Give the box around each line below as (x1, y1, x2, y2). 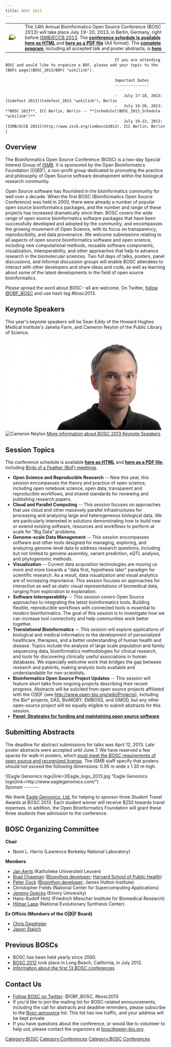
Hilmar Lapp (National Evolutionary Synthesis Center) (12, 900, 125, 907)
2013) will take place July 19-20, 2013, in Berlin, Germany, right (24, 29, 162, 35)
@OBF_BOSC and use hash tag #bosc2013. (5, 290, 96, 296)
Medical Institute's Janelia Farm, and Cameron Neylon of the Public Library (5, 324, 163, 330)
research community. (5, 178, 50, 184)
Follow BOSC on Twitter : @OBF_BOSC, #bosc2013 (12, 993, 119, 1000)
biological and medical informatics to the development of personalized (12, 632, 161, 638)
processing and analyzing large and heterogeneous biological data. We (12, 512, 162, 518)
